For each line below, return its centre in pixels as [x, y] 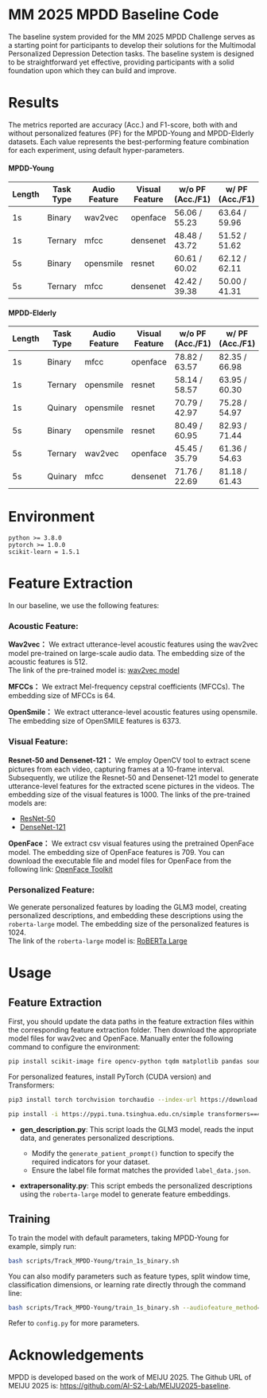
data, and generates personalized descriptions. [97, 1138]
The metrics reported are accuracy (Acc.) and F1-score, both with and [123, 124]
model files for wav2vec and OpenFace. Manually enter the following [121, 1039]
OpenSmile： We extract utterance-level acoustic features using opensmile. [133, 712]
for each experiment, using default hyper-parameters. [97, 150]
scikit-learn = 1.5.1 [44, 552]
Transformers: [31, 1085]
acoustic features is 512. [48, 662]
